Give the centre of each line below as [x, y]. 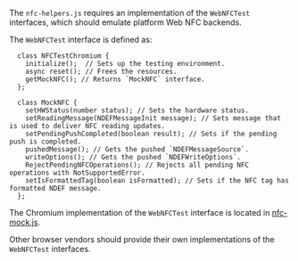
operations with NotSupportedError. [77, 173]
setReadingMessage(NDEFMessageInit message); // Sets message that [153, 118]
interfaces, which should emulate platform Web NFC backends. [126, 22]
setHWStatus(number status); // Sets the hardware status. [137, 110]
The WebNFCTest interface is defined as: [81, 40]
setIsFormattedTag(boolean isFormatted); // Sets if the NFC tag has [157, 181]
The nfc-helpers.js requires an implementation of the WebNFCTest [130, 13]
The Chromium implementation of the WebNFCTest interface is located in [140, 212]
